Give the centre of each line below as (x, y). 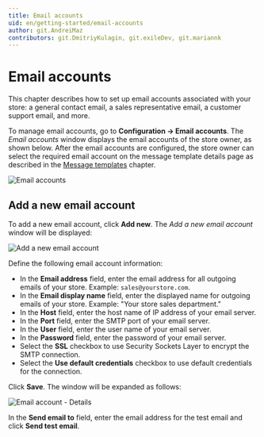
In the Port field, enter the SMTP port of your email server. (115, 321)
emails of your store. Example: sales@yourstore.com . (105, 287)
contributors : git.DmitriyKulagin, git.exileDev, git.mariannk (115, 38)
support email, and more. (49, 116)
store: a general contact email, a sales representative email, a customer (125, 107)
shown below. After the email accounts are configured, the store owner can (131, 148)
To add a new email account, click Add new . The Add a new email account (131, 224)
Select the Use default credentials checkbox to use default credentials (136, 363)
